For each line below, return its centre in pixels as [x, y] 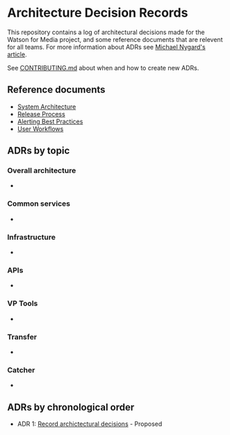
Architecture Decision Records [98, 13]
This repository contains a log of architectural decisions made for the [106, 32]
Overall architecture [42, 171]
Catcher [21, 369]
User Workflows [40, 129]
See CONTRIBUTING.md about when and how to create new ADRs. [103, 68]
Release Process [41, 114]
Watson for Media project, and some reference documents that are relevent [115, 39]
